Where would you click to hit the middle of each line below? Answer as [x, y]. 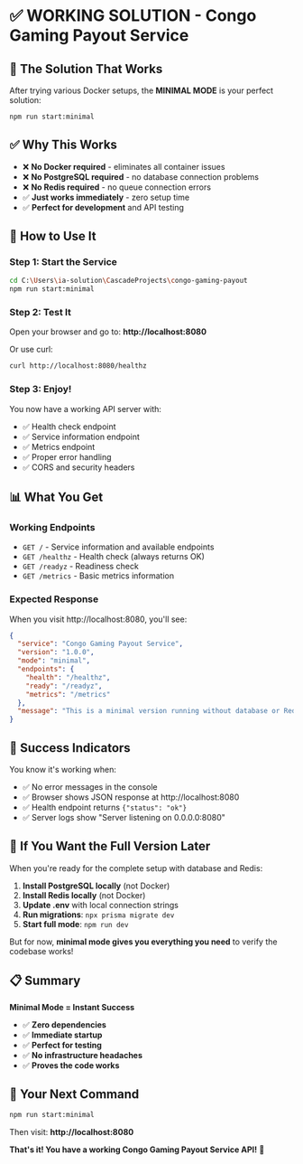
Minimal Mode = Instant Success [72, 1007]
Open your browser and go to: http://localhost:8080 [108, 332]
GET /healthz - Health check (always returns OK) [114, 557]
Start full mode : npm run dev [75, 924]
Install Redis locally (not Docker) [84, 895]
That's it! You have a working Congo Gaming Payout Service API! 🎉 [137, 1150]
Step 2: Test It [41, 313]
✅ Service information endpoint [81, 436]
